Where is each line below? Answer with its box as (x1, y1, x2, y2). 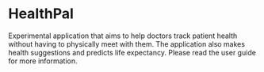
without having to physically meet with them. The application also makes (8, 39, 246, 48)
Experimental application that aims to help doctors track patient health (8, 31, 238, 40)
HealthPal (8, 5, 74, 23)
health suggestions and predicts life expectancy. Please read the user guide (8, 47, 256, 57)
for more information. (8, 56, 78, 66)
